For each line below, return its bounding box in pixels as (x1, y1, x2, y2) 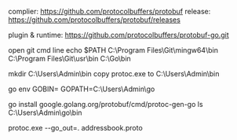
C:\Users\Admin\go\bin (8, 108, 82, 117)
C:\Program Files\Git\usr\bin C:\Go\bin (8, 54, 131, 63)
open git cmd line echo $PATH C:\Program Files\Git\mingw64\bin (8, 46, 218, 54)
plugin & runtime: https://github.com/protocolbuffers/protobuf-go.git (8, 31, 229, 39)
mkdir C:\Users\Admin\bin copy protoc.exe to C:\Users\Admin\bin (8, 69, 220, 78)
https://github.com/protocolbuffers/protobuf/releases (8, 15, 180, 24)
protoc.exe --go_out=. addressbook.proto (8, 123, 143, 132)
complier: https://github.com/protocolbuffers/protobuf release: (8, 7, 211, 16)
